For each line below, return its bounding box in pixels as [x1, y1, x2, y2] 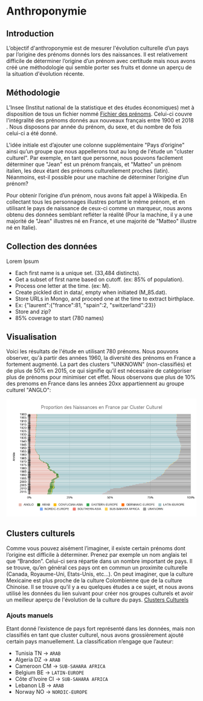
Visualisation [6, 332, 57, 342]
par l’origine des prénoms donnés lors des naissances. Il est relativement [6, 51, 188, 58]
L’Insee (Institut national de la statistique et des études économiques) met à [6, 104, 195, 111]
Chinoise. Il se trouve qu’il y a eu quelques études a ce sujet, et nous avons [6, 583, 194, 590]
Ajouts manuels [6, 611, 53, 619]
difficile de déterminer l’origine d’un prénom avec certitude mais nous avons [6, 58, 196, 64]
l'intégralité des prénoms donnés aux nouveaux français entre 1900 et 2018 [6, 116, 195, 124]
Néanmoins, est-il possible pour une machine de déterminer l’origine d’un [6, 173, 189, 181]
